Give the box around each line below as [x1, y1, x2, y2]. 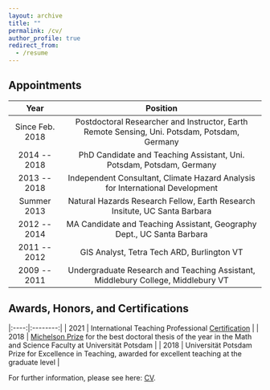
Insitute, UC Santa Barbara [111, 205, 212, 217]
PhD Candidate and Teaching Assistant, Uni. [78, 149, 245, 160]
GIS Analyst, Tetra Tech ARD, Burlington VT [80, 246, 243, 258]
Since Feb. [14, 121, 55, 132]
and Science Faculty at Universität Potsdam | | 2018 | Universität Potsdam [8, 340, 253, 350]
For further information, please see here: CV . [8, 372, 157, 382]
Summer [18, 195, 51, 206]
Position [145, 102, 178, 113]
